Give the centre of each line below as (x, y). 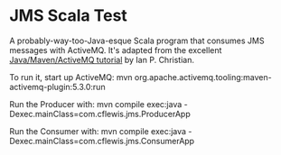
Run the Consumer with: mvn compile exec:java (98, 131)
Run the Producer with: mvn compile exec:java (96, 104)
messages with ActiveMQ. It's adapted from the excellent (116, 50)
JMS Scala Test (69, 16)
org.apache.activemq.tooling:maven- (203, 77)
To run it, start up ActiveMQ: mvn (71, 77)
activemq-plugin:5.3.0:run (57, 87)
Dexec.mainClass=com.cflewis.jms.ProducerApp (100, 114)
